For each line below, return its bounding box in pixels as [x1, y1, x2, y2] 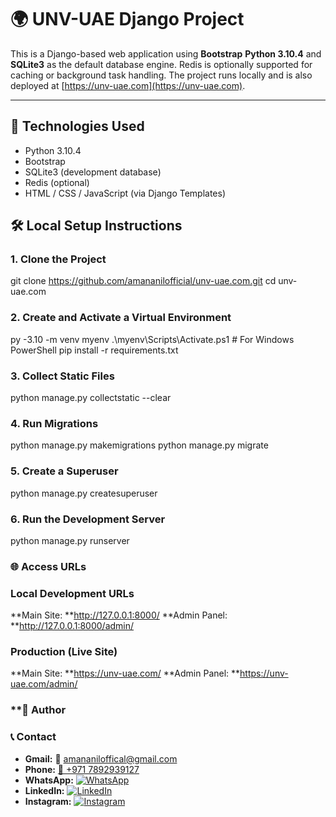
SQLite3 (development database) [24, 166, 162, 178]
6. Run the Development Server [10, 512, 166, 526]
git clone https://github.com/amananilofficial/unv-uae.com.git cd [10, 275, 277, 287]
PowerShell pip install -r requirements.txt [10, 344, 179, 356]
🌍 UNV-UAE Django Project [10, 8, 245, 31]
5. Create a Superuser [10, 464, 119, 478]
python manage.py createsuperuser [10, 487, 158, 499]
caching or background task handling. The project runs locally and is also [10, 69, 313, 81]
